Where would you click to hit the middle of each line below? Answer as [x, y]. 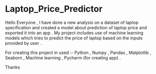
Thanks [13, 67]
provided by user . [23, 43]
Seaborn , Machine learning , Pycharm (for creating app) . [63, 57]
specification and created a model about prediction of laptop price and [76, 27]
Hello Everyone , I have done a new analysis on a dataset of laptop [72, 22]
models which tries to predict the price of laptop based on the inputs [74, 38]
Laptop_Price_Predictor [54, 9]
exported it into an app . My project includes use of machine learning [74, 33]
